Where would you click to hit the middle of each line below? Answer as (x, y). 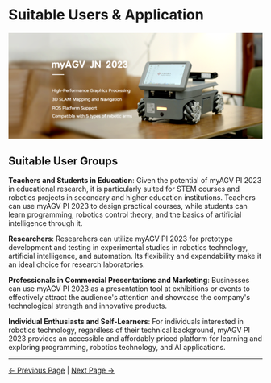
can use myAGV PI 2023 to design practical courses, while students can (128, 206)
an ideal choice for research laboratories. (77, 264)
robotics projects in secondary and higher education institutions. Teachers (132, 198)
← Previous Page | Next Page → (62, 371)
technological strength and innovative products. (88, 306)
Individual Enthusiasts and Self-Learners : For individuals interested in (126, 322)
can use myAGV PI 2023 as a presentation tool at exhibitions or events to (129, 289)
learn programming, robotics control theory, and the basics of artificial (125, 214)
